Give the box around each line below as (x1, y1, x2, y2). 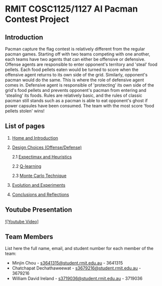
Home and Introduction (12, 135, 59, 141)
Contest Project (5, 14, 69, 25)
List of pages (5, 122, 45, 130)
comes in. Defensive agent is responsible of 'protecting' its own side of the (5, 82, 154, 88)
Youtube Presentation (5, 206, 73, 214)
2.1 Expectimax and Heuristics (12, 154, 72, 160)
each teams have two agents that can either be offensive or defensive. (5, 56, 146, 62)
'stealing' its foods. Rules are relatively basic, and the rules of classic (5, 92, 143, 98)
